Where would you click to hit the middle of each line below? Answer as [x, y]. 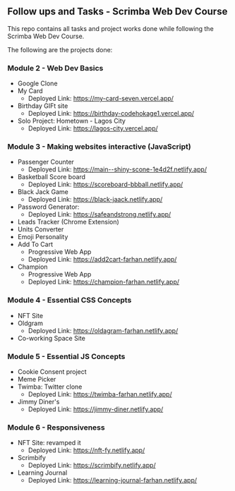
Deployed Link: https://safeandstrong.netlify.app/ [100, 214]
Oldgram [30, 323]
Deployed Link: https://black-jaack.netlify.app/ [95, 200]
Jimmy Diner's [38, 402]
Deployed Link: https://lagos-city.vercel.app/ [93, 128]
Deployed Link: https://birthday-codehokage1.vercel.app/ [111, 114]
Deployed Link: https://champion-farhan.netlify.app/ [104, 282]
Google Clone [37, 83]
